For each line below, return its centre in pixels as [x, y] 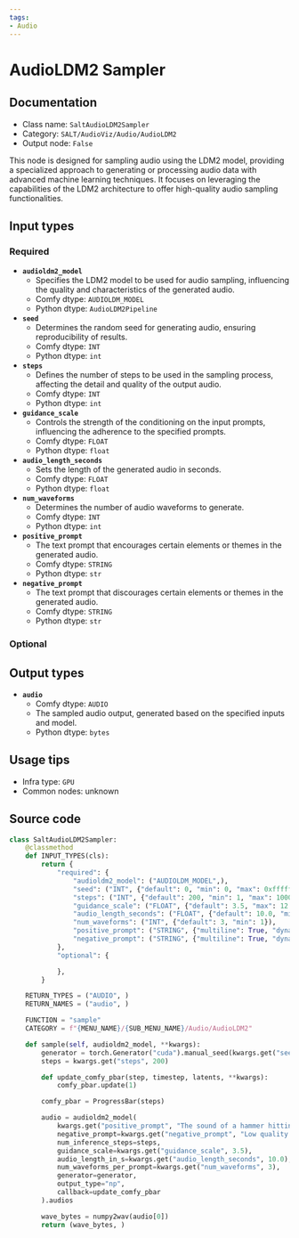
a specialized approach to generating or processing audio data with [133, 169]
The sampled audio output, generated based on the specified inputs [160, 713]
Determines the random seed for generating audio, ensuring [145, 328]
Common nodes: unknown [70, 791]
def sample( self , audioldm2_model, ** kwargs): [113, 1044]
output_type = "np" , [91, 1184]
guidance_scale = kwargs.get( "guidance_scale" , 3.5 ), [154, 1151]
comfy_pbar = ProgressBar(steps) [103, 1102]
